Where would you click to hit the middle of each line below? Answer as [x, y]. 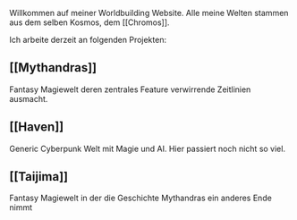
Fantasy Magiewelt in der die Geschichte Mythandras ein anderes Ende [141, 198]
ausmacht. [29, 98]
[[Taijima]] [39, 177]
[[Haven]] [37, 127]
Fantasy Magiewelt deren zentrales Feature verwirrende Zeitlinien [130, 89]
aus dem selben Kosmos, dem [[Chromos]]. [89, 22]
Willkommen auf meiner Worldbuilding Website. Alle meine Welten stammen [149, 13]
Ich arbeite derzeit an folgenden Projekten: [88, 40]
